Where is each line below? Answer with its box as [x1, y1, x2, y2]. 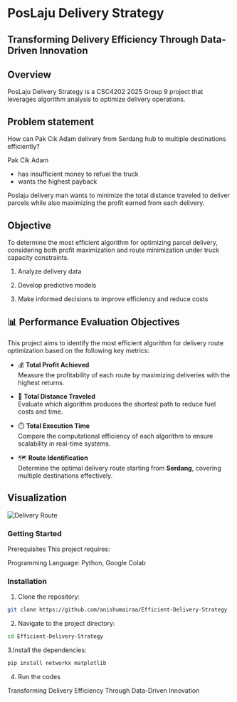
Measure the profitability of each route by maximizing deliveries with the [17, 370, 231, 379]
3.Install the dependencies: [7, 646, 87, 654]
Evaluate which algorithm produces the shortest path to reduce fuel [17, 399, 216, 408]
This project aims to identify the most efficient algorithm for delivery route [7, 338, 224, 347]
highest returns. [17, 378, 65, 387]
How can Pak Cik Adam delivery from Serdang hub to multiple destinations [7, 135, 226, 143]
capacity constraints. [7, 253, 69, 262]
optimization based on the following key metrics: [7, 346, 149, 355]
